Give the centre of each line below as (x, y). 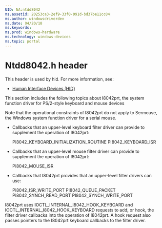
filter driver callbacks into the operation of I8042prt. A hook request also (78, 215)
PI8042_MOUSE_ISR (33, 166)
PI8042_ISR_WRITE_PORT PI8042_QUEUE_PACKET (64, 190)
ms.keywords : (18, 28)
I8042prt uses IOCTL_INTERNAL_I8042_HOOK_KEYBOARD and (69, 205)
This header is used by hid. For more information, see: (59, 79)
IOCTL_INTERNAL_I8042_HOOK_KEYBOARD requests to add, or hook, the (80, 210)
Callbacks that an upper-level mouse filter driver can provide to (76, 151)
